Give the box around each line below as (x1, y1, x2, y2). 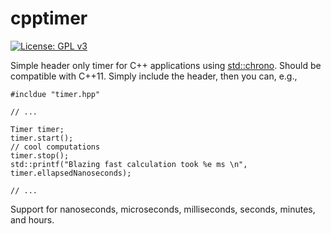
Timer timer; (10, 124, 65, 134)
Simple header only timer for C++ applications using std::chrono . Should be (10, 59, 322, 71)
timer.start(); (10, 133, 74, 143)
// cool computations (10, 142, 101, 152)
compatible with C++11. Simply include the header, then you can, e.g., (10, 70, 298, 82)
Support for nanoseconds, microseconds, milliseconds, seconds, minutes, (10, 203, 316, 215)
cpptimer (10, 7, 88, 30)
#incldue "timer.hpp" (10, 89, 101, 99)
